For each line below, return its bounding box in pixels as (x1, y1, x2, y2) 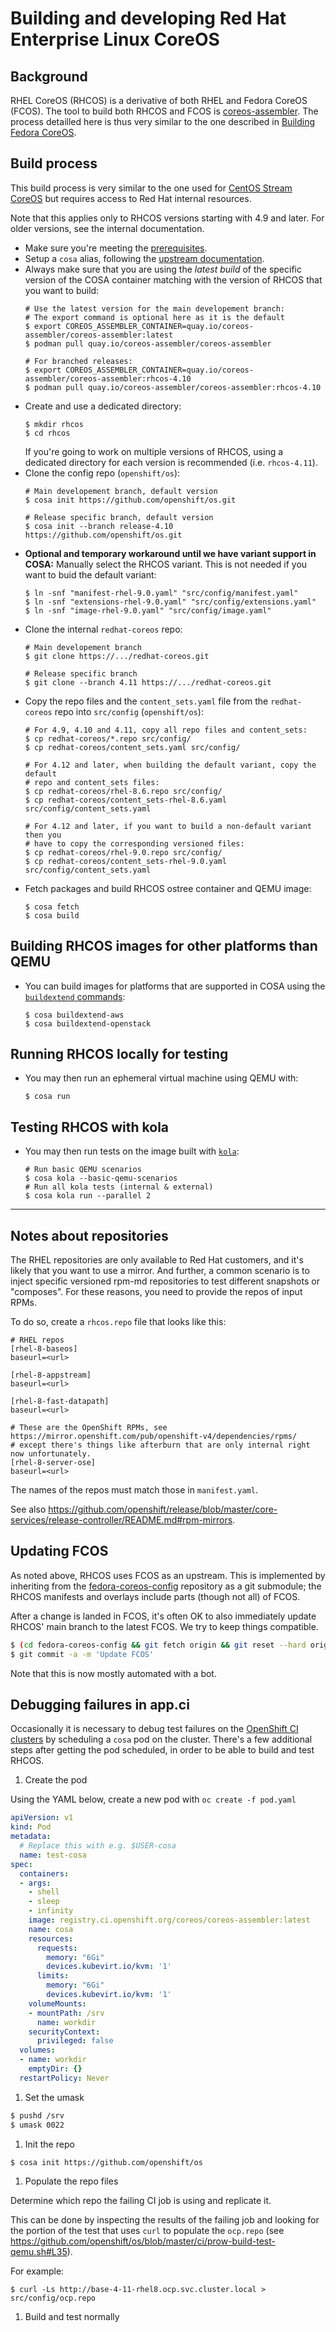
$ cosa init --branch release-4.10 (24, 521, 174, 531)
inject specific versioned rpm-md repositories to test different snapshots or (10, 1275, 320, 1287)
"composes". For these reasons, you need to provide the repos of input (10, 1286, 303, 1298)
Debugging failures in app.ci (10, 1697, 190, 1714)
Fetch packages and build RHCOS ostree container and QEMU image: (24, 882, 312, 894)
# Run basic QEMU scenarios (24, 1165, 142, 1175)
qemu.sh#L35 (10, 2245, 68, 2257)
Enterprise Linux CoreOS (10, 28, 220, 51)
